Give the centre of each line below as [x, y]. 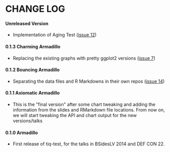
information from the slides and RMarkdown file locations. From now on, [89, 110]
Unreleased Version [27, 23]
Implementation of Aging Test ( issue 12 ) [55, 35]
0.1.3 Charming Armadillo [33, 46]
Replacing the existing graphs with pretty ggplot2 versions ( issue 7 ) [84, 58]
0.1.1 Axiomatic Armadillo [33, 93]
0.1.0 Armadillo [22, 132]
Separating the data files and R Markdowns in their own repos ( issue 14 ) [89, 81]
